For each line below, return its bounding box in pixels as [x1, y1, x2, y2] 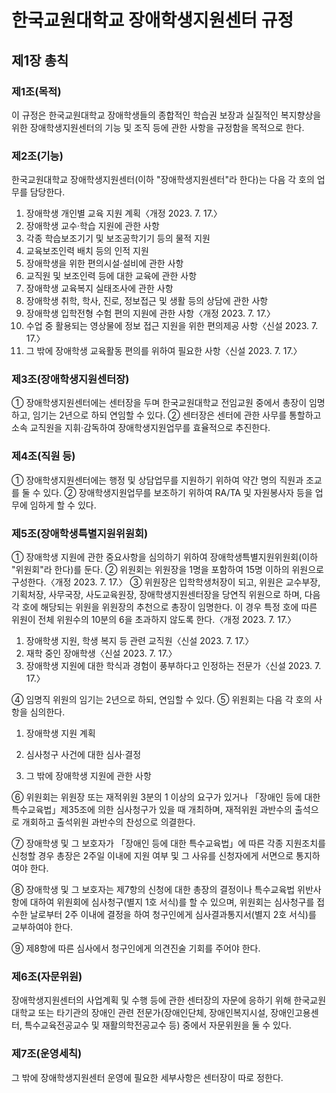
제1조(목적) [11, 84, 62, 98]
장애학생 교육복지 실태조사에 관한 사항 [25, 282, 174, 295]
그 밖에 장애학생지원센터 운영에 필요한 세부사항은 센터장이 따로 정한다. [11, 1071, 284, 1083]
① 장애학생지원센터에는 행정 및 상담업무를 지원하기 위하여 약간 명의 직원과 [11, 474, 304, 486]
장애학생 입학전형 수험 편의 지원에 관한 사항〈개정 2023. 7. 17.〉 [25, 307, 276, 320]
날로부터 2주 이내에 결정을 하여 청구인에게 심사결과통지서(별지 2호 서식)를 [29, 909, 317, 921]
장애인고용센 [270, 1007, 319, 1019]
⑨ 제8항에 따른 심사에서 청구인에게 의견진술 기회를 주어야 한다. [11, 942, 261, 955]
